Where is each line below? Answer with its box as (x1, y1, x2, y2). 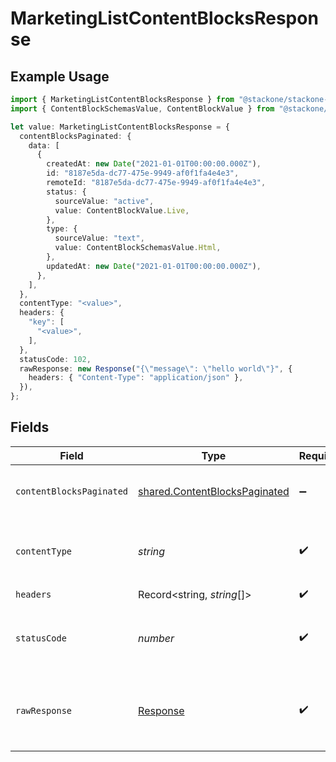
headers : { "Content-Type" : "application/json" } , (28, 373, 244, 383)
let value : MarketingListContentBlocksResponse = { (10, 122, 230, 132)
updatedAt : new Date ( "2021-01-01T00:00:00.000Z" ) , (46, 261, 262, 271)
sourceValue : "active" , (54, 196, 155, 206)
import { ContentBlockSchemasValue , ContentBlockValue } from (10, 103, 275, 114)
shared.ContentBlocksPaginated (138, 484, 290, 498)
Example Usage (10, 68, 110, 85)
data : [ (28, 140, 60, 151)
